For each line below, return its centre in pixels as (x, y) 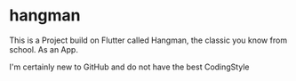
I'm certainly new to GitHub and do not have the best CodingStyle (129, 67)
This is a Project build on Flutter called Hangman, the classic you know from (148, 40)
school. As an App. (44, 49)
